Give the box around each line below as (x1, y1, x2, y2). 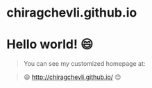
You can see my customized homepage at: (23, 60, 146, 68)
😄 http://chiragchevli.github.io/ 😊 (23, 73, 121, 81)
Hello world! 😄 (6, 37, 94, 53)
